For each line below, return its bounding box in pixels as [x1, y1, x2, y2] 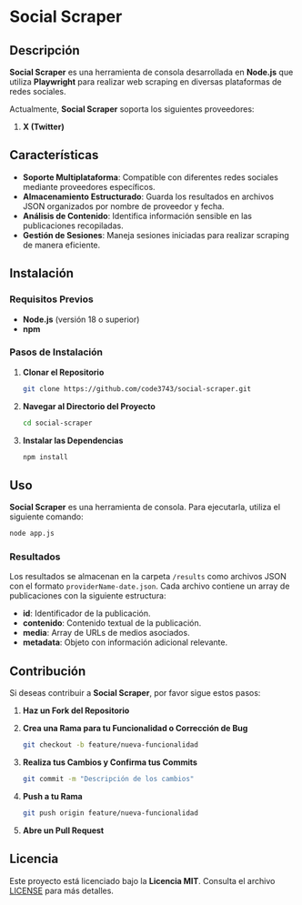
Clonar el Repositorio [22, 367, 105, 377]
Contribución [9, 663, 86, 679]
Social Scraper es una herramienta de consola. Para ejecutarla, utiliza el [9, 502, 280, 513]
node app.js [9, 529, 55, 538]
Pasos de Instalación [9, 346, 103, 358]
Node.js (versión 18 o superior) [22, 314, 140, 325]
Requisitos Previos [9, 293, 94, 306]
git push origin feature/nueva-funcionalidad [22, 808, 198, 818]
